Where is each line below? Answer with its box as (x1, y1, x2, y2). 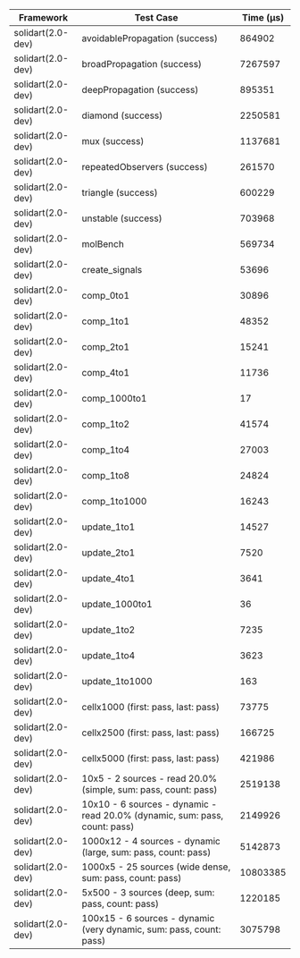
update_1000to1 (81, 598, 154, 610)
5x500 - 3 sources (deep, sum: (81, 886, 215, 898)
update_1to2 (81, 623, 136, 636)
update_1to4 (81, 649, 136, 661)
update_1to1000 (81, 675, 154, 687)
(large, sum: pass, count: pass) (81, 846, 212, 858)
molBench (81, 238, 125, 250)
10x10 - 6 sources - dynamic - (81, 798, 217, 810)
